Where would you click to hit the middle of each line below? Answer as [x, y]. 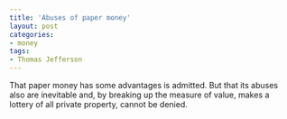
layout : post [34, 26]
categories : [32, 34]
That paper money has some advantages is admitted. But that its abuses [144, 85]
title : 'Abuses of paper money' [70, 18]
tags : [19, 51]
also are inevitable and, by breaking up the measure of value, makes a [139, 95]
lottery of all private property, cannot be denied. [98, 104]
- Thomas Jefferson [46, 59]
